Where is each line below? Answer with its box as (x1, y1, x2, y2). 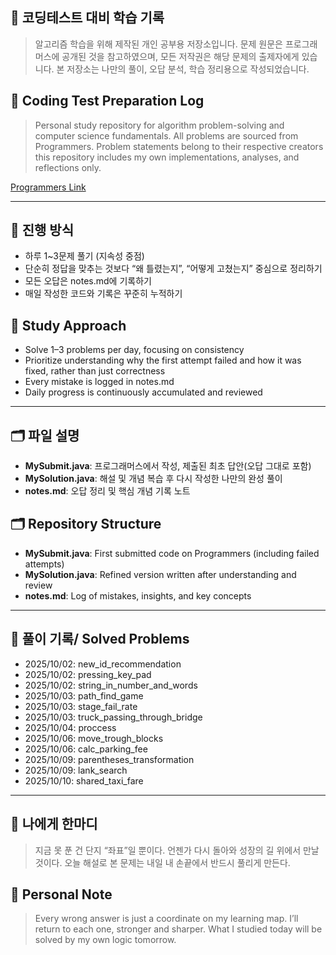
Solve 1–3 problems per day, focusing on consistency (24, 344, 245, 356)
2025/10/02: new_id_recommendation (24, 658, 182, 670)
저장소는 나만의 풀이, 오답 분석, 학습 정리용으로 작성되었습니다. (66, 63, 310, 75)
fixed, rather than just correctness (24, 365, 166, 377)
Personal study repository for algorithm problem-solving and (34, 119, 285, 131)
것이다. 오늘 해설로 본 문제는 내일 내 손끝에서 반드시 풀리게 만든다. (34, 856, 291, 868)
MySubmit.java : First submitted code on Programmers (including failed (24, 547, 320, 559)
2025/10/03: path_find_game (24, 689, 144, 702)
